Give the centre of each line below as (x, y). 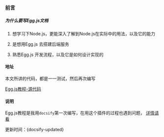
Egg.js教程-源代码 (23, 89)
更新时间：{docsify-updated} (35, 130)
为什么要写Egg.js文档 (27, 20)
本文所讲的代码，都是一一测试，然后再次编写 (50, 79)
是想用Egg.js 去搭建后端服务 (41, 44)
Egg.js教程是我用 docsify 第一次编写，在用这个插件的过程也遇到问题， (75, 113)
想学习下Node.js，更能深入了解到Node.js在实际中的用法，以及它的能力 (84, 33)
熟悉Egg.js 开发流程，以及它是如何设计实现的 (58, 55)
